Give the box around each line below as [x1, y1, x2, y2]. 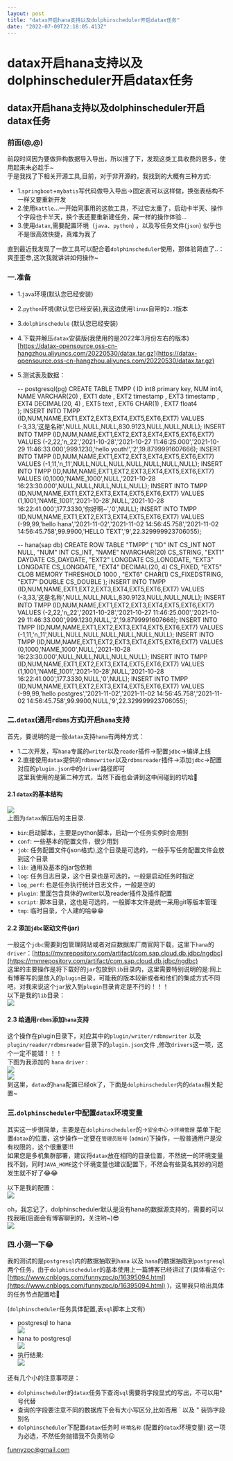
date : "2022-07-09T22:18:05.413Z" [7, 23, 107, 30]
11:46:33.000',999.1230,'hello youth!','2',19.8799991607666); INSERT [26, 444, 222, 453]
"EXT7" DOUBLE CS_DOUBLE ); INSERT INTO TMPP [17, 577, 166, 586]
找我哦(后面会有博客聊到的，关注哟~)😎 [7, 1213, 120, 1222]
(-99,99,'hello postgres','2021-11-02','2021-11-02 [17, 689, 155, 698]
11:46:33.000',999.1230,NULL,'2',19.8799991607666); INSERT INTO [26, 615, 218, 624]
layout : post [7, 10, 45, 17]
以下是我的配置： [7, 1183, 56, 1191]
